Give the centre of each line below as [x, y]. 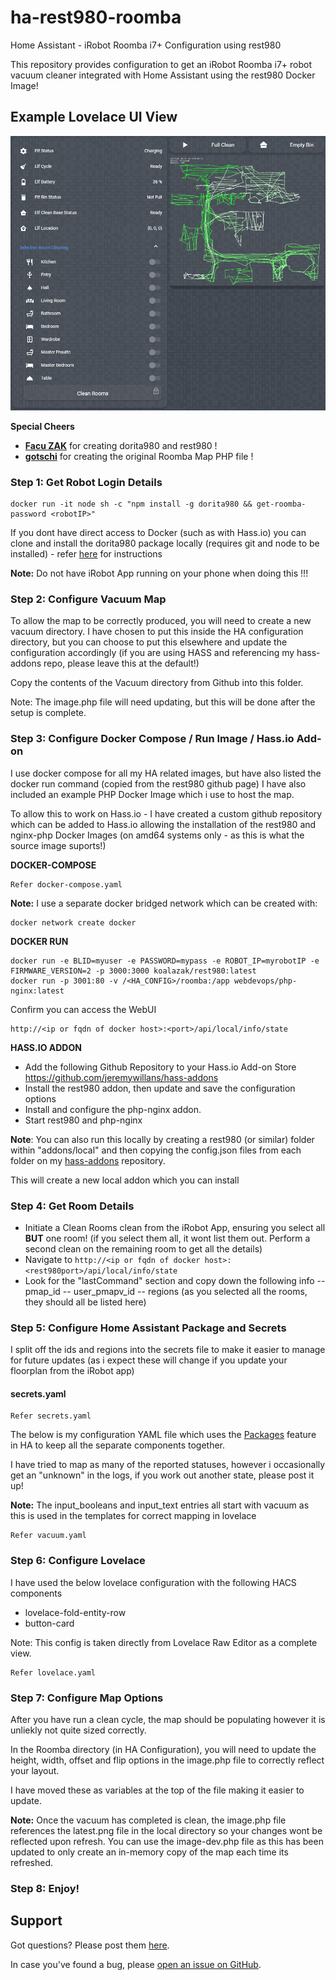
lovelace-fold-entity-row [75, 1612]
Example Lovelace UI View [94, 117]
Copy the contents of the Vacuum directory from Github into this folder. [157, 683]
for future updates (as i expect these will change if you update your [149, 1360]
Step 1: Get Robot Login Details [86, 482]
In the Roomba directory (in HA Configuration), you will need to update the [163, 1749]
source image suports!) [58, 845]
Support [36, 1921]
